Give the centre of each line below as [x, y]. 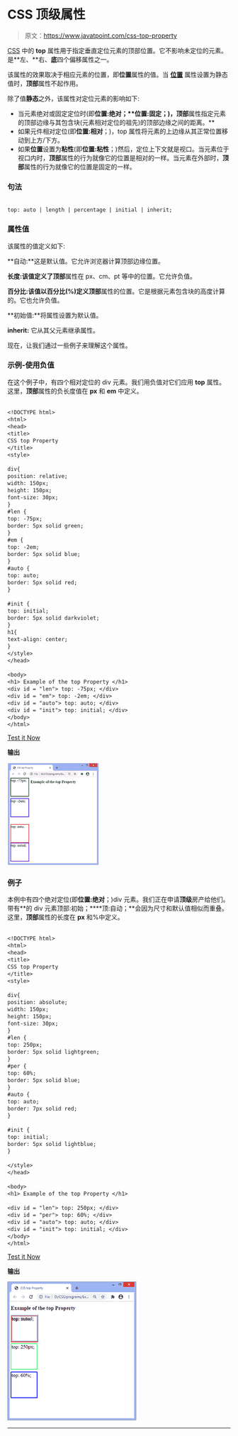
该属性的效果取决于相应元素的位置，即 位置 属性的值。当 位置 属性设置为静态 [118, 74]
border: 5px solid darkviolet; [53, 618]
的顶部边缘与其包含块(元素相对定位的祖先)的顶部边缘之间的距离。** [116, 122]
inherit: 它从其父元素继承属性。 [53, 330]
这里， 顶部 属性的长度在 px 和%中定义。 [66, 917]
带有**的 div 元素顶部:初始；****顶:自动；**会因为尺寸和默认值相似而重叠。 [118, 908]
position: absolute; [38, 1003]
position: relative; [38, 476]
